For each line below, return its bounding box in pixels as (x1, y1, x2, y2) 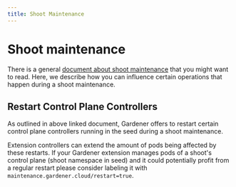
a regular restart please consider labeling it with (7, 163, 148, 172)
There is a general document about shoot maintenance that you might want (7, 65, 229, 74)
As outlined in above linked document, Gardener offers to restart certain (7, 119, 219, 128)
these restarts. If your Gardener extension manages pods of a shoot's (7, 148, 212, 157)
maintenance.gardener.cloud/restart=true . (7, 171, 134, 180)
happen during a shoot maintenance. (7, 80, 116, 89)
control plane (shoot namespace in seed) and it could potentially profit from (7, 156, 230, 165)
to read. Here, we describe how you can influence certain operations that (7, 72, 222, 81)
